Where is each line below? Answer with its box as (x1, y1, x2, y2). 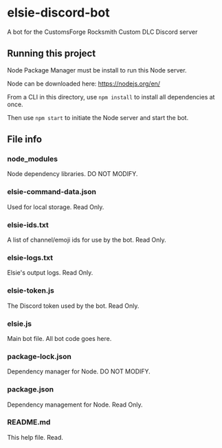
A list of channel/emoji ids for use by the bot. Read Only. (7, 236, 166, 244)
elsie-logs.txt (7, 253, 54, 262)
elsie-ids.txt (7, 220, 49, 229)
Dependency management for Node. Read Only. (7, 400, 143, 409)
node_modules (7, 154, 58, 164)
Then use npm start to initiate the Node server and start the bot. (7, 113, 189, 121)
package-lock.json (7, 351, 72, 361)
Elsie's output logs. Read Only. (7, 269, 93, 277)
